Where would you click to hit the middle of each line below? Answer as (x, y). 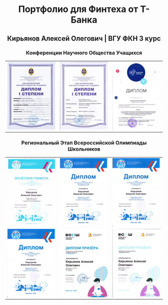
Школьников (84, 149)
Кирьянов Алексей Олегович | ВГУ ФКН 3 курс (84, 38)
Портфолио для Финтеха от (78, 9)
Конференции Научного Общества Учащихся (84, 53)
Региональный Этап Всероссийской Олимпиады (84, 142)
